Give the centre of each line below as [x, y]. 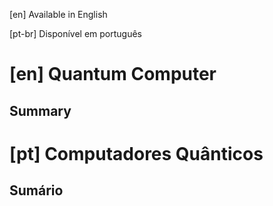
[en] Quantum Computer [113, 74]
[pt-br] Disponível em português [76, 33]
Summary [40, 110]
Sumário [36, 190]
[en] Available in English [58, 14]
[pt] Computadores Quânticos [136, 153]
